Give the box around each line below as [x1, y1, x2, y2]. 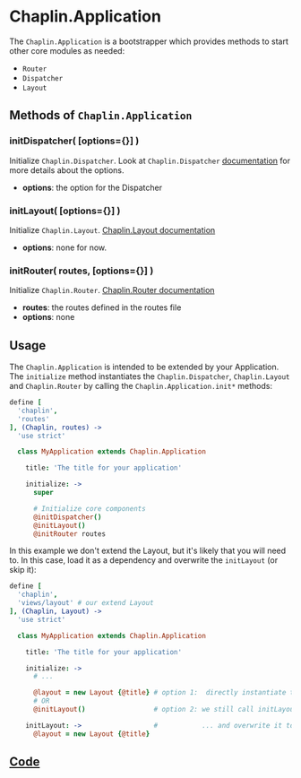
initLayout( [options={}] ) [9, 204, 121, 217]
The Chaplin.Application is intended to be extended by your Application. [9, 361, 279, 373]
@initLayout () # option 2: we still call [32, 705, 254, 714]
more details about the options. [9, 164, 125, 176]
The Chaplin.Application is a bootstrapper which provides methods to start [9, 36, 289, 47]
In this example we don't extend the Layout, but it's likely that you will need [9, 545, 287, 557]
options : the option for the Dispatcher [21, 182, 163, 193]
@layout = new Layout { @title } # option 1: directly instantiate [32, 688, 287, 697]
